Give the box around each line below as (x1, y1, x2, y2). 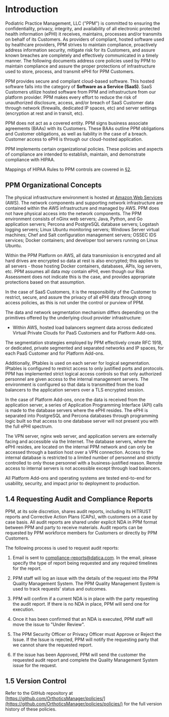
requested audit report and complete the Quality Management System (12, 657, 158, 663)
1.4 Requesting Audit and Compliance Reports (5, 495, 153, 503)
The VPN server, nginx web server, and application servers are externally (5, 433, 157, 439)
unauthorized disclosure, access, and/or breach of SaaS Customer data (5, 99, 154, 105)
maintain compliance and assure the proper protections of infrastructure (5, 63, 155, 69)
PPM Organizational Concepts (5, 181, 102, 189)
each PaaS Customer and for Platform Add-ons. (5, 350, 104, 356)
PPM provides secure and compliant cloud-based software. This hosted (5, 78, 155, 84)
